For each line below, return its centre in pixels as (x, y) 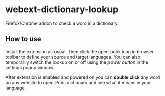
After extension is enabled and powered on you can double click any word (83, 77)
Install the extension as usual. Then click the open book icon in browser (79, 51)
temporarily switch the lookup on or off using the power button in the (77, 62)
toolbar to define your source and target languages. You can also (73, 57)
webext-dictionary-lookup (62, 9)
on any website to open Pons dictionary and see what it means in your (78, 82)
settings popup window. (30, 67)
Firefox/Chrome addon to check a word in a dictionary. (62, 23)
